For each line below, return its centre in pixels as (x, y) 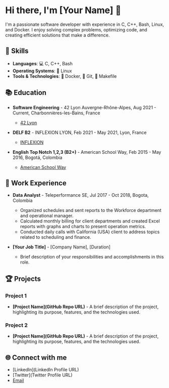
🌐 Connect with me (36, 357)
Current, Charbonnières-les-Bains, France (56, 113)
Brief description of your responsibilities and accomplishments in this (92, 257)
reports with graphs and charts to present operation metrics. (83, 227)
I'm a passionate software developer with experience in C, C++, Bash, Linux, (85, 24)
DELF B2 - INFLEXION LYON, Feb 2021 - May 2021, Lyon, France (79, 132)
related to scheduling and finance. (56, 237)
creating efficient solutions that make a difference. (58, 35)
